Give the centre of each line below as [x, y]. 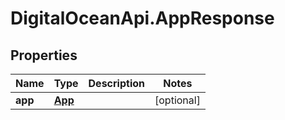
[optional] [177, 100]
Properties [44, 55]
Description [116, 83]
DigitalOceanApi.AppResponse [142, 18]
